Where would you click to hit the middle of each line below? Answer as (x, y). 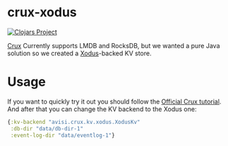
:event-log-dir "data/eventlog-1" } (62, 135)
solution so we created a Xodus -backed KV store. (79, 53)
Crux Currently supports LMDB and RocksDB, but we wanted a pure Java (114, 45)
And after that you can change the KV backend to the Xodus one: (102, 109)
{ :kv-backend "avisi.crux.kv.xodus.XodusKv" (74, 122)
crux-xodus (42, 12)
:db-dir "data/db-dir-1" (47, 128)
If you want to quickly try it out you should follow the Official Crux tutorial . (114, 101)
